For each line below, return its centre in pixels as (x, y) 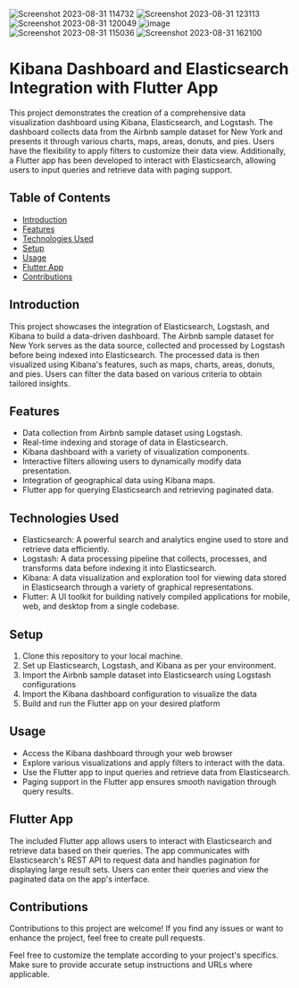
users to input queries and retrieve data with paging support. (121, 169)
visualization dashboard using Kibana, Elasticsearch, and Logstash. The (141, 122)
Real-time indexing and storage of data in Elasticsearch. (125, 442)
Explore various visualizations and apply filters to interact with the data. (154, 762)
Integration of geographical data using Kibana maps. (119, 481)
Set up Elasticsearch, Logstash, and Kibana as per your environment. (149, 665)
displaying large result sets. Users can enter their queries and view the (139, 869)
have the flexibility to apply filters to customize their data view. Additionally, (148, 150)
